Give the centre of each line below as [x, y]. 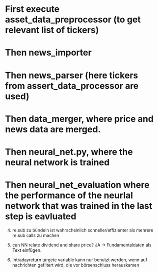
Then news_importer [48, 53]
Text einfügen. [27, 250]
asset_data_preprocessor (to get [73, 19]
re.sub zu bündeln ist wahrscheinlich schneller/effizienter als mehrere [83, 230]
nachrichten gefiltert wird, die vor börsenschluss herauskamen [76, 265]
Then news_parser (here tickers [72, 75]
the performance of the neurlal [69, 195]
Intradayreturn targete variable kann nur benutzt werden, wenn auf [80, 260]
